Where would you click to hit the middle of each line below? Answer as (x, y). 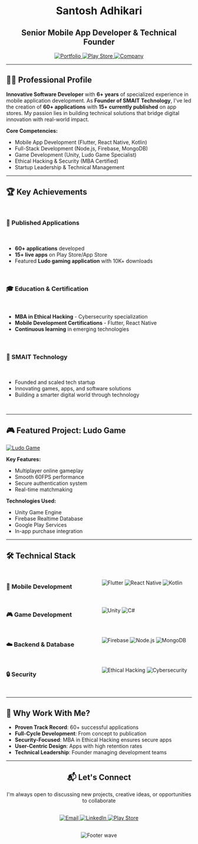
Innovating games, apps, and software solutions (73, 389)
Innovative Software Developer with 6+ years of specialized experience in (97, 94)
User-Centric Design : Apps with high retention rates (78, 746)
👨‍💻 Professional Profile (49, 80)
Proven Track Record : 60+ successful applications (77, 727)
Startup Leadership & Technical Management (70, 167)
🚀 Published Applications (43, 223)
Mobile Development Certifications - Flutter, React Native (86, 323)
